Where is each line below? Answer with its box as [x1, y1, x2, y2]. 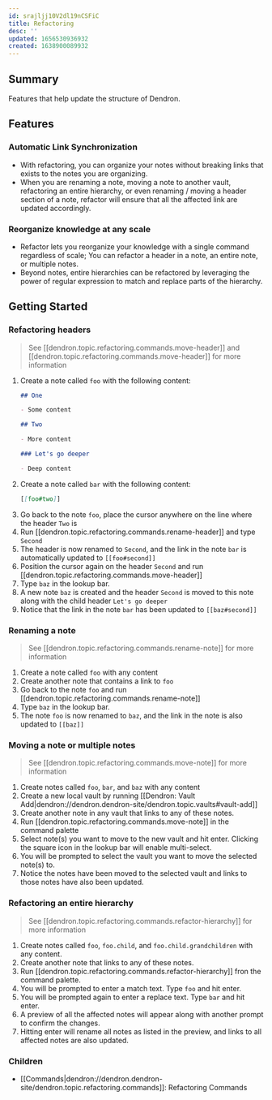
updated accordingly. [19, 203, 91, 213]
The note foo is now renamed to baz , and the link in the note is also [19, 711, 243, 721]
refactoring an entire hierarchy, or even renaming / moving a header [19, 186, 247, 196]
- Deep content [19, 464, 72, 472]
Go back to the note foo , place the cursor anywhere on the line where [19, 509, 253, 520]
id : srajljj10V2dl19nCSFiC [8, 11, 100, 20]
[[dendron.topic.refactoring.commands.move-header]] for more [28, 351, 241, 361]
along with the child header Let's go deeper [19, 596, 168, 606]
